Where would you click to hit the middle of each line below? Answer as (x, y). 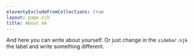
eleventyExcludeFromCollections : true (55, 12)
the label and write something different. (55, 46)
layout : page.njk (28, 17)
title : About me (27, 23)
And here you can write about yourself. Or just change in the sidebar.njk (97, 40)
